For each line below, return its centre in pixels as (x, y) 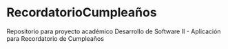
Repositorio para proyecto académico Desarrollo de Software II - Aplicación (114, 31)
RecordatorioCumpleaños (82, 13)
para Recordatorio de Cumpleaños (55, 38)
